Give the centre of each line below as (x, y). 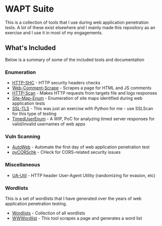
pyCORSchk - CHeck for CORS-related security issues (66, 152)
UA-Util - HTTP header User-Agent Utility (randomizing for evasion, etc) (84, 175)
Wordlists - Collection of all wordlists (49, 213)
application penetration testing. (36, 203)
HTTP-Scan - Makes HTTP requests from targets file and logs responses (84, 93)
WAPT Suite (29, 9)
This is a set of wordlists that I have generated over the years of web (73, 198)
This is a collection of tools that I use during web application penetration (77, 22)
